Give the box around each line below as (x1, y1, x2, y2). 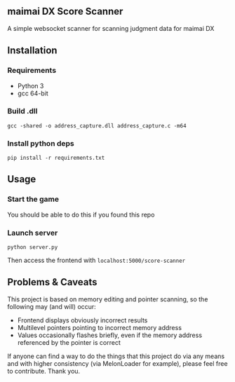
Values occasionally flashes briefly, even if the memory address (17, 331, 202, 339)
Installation (7, 45, 58, 57)
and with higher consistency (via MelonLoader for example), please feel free (7, 359, 228, 367)
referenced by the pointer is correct (17, 338, 121, 346)
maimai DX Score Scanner (7, 6, 123, 18)
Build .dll (7, 107, 38, 116)
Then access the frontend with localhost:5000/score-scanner (7, 256, 186, 265)
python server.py (7, 244, 58, 251)
